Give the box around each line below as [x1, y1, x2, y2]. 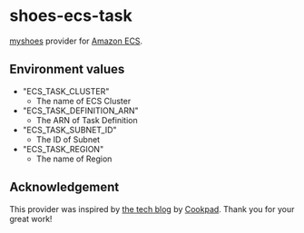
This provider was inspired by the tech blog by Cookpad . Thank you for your [9, 203, 295, 214]
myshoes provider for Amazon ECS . [9, 35, 143, 46]
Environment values [9, 62, 125, 77]
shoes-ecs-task [9, 5, 133, 26]
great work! [9, 213, 53, 224]
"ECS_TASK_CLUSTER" [22, 85, 110, 96]
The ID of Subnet [35, 133, 101, 145]
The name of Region [35, 153, 113, 164]
